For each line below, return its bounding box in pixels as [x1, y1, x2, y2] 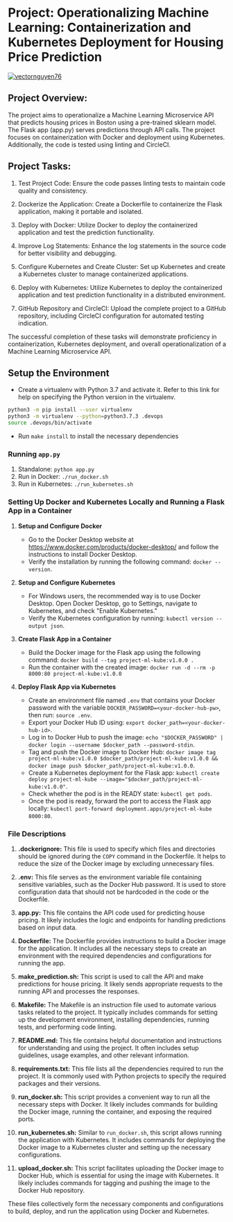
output [28, 622, 48, 630]
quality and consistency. [17, 186, 88, 195]
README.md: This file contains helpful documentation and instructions [17, 1036, 222, 1044]
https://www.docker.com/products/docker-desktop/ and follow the [28, 542, 219, 551]
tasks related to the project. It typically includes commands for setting [17, 1008, 218, 1016]
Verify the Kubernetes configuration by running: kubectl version [28, 614, 214, 622]
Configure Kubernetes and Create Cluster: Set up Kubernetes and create [17, 262, 226, 270]
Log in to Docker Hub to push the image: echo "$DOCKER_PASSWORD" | [28, 733, 224, 741]
